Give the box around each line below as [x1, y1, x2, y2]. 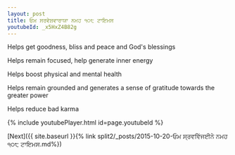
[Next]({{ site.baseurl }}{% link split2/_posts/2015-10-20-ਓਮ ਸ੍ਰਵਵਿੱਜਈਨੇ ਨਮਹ [7, 132, 228, 141]
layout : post [7, 10, 46, 18]
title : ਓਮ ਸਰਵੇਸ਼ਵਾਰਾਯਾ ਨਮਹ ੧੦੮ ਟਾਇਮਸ [7, 17, 114, 24]
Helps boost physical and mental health [7, 70, 122, 78]
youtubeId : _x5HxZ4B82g [7, 23, 77, 30]
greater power [7, 91, 49, 99]
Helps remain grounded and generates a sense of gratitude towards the [7, 84, 215, 92]
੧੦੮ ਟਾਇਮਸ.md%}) [7, 140, 62, 149]
